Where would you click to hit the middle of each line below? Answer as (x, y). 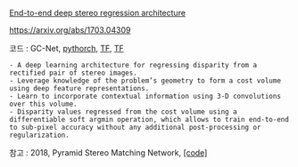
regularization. (39, 135)
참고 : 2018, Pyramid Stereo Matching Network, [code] (108, 153)
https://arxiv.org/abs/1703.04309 (70, 30)
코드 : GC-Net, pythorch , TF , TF (67, 48)
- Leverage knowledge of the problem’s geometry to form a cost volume (145, 81)
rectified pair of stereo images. (74, 73)
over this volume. (43, 104)
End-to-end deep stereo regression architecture (97, 13)
